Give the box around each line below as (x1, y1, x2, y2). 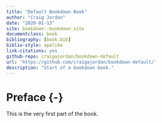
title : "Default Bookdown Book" (6, 8, 87, 15)
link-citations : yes (6, 48, 58, 54)
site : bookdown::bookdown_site (6, 25, 85, 32)
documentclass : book (6, 31, 58, 37)
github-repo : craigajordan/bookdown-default (6, 53, 119, 59)
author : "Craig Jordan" (6, 14, 66, 20)
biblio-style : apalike (6, 43, 63, 49)
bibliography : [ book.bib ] (6, 37, 71, 43)
